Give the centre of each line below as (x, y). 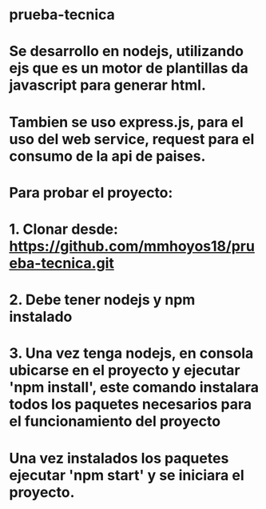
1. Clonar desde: (64, 229)
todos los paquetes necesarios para (131, 405)
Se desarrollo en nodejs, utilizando (127, 52)
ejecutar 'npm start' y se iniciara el (127, 475)
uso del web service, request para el (132, 139)
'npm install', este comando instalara (134, 388)
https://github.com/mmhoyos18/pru (132, 246)
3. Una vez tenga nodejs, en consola (131, 353)
